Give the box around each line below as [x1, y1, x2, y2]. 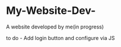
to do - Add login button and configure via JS [6, 34, 115, 41]
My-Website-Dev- [6, 4, 96, 17]
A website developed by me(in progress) [6, 23, 104, 30]
